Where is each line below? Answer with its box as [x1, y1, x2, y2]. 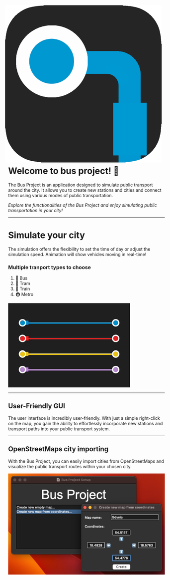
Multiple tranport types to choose [8, 264, 91, 271]
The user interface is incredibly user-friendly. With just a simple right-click [8, 415, 161, 421]
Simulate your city [8, 229, 85, 241]
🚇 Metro [15, 291, 34, 297]
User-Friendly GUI [8, 402, 65, 410]
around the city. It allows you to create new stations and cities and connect [8, 187, 162, 193]
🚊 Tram [15, 280, 30, 286]
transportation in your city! [8, 207, 63, 213]
